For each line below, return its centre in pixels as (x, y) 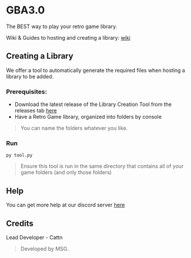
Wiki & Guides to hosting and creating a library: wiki (68, 37)
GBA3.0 (25, 10)
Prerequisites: (27, 91)
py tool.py (19, 156)
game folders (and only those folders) (66, 173)
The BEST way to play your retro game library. (62, 26)
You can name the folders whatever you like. (74, 128)
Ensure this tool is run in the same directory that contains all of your (102, 166)
